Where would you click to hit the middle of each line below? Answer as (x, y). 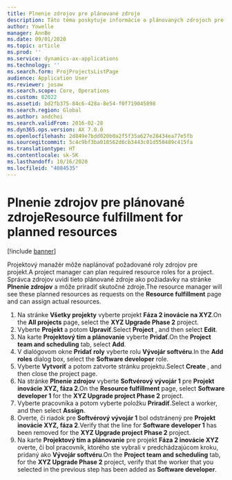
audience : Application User (48, 78)
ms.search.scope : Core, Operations (58, 91)
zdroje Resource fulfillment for (95, 217)
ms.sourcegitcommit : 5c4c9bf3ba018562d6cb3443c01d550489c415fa (100, 143)
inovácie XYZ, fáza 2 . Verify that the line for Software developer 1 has (117, 425)
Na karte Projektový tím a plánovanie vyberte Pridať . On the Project (114, 337)
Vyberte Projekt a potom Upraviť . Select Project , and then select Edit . (117, 329)
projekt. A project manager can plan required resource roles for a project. (110, 272)
